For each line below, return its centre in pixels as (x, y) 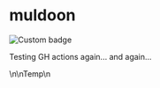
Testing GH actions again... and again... (80, 56)
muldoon (42, 15)
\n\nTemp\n (30, 73)
